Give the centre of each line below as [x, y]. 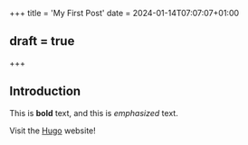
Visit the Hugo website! [53, 131]
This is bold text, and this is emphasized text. [94, 113]
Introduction [45, 91]
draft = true [42, 41]
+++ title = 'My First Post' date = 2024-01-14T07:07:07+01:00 [124, 13]
